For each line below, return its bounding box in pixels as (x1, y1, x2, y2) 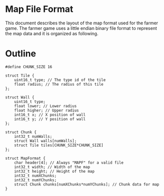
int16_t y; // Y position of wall (14, 116, 86, 121)
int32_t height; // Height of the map (14, 169, 95, 174)
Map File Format (5, 3, 74, 15)
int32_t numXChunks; (14, 173, 57, 178)
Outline (5, 48, 36, 59)
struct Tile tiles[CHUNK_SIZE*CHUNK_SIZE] (14, 143, 104, 148)
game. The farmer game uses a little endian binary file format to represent (5, 25, 157, 31)
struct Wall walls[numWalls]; (14, 138, 77, 143)
